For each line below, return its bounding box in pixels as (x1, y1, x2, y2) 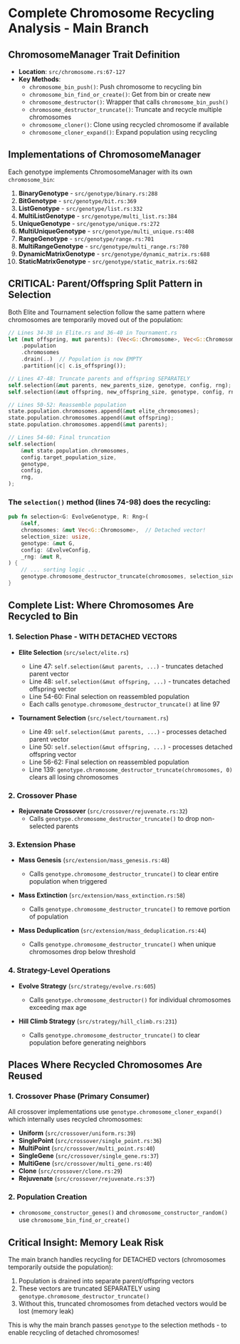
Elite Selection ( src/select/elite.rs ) (18, 648, 129, 656)
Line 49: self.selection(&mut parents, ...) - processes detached (28, 727, 227, 735)
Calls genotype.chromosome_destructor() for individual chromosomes (28, 996, 231, 1004)
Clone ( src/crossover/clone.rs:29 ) (18, 1167, 123, 1175)
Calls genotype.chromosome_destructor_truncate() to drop (28, 814, 199, 822)
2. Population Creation (8, 1192, 88, 1202)
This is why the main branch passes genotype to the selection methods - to (8, 1320, 227, 1330)
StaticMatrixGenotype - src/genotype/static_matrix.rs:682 (18, 257, 198, 265)
